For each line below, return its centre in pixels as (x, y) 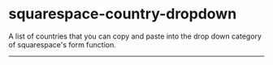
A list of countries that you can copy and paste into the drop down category (135, 36)
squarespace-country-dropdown (123, 14)
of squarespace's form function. (62, 44)
